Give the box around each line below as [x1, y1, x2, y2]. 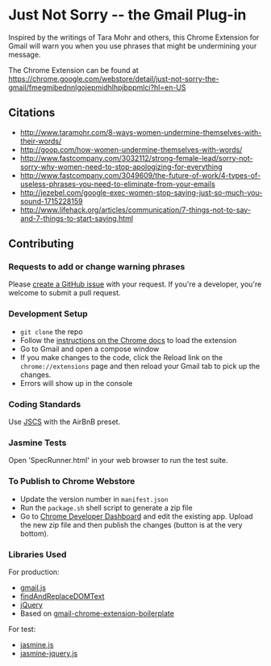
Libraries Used [8, 549, 67, 560]
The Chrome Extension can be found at [8, 65, 139, 74]
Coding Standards [8, 398, 81, 409]
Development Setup [8, 308, 88, 320]
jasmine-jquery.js [19, 648, 78, 658]
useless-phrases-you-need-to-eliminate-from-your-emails [19, 179, 215, 189]
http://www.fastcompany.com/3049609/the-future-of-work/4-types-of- [19, 170, 261, 180]
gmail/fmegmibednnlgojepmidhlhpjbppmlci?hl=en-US [8, 83, 186, 92]
